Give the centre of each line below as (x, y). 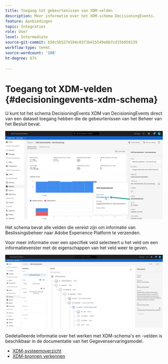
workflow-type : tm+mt (28, 48)
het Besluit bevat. (23, 124)
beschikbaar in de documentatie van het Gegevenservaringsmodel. (74, 341)
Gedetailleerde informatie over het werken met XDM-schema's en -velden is (84, 336)
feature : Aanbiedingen (29, 21)
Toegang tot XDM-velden (59, 89)
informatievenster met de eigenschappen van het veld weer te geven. (77, 248)
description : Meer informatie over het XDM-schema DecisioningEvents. (80, 16)
